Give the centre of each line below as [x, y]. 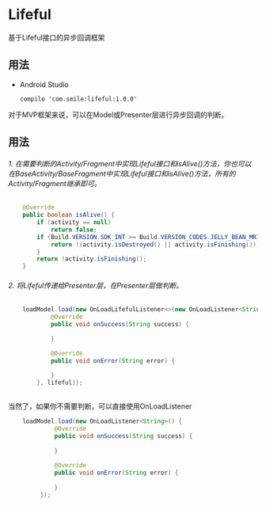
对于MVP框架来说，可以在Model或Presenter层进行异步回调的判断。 [118, 114]
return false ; [74, 230]
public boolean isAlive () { [68, 215]
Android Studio [44, 84]
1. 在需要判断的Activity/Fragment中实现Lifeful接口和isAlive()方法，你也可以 [130, 163]
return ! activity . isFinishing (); [92, 259]
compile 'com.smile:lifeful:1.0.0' [78, 99]
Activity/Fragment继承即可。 [55, 183]
